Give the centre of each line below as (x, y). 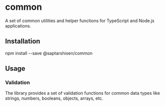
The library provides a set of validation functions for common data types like (82, 93)
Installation (23, 41)
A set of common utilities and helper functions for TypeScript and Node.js (80, 21)
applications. (18, 26)
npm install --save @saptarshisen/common (49, 53)
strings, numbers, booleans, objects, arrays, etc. (54, 98)
